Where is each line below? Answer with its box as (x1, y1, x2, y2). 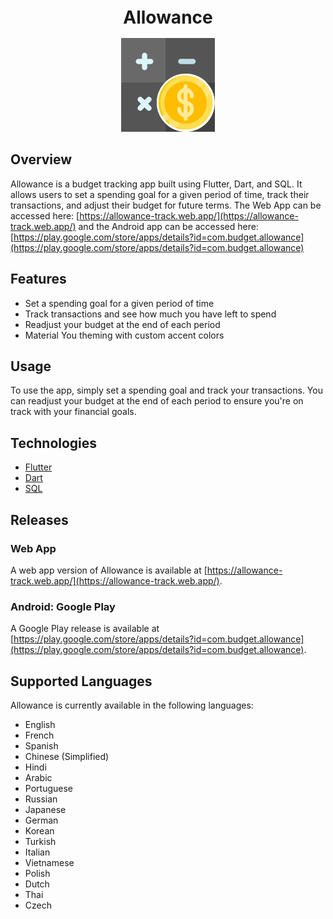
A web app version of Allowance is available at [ (10, 564, 208, 576)
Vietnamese (24, 856, 75, 868)
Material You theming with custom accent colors (24, 329, 225, 341)
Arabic (24, 771, 53, 783)
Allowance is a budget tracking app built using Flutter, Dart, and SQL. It (10, 178, 303, 190)
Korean (24, 824, 55, 837)
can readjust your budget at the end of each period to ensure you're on (10, 395, 304, 407)
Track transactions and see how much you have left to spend (24, 308, 277, 320)
